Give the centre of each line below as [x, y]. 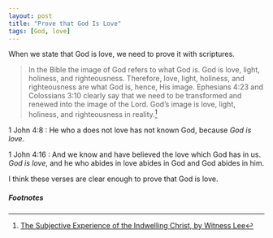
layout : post [30, 16]
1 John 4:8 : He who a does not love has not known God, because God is [130, 130]
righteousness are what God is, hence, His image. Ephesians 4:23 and [146, 87]
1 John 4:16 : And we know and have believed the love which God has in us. [135, 154]
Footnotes [26, 197]
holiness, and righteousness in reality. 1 [93, 114]
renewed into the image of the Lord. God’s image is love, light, [132, 104]
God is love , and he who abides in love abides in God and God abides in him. [136, 163]
